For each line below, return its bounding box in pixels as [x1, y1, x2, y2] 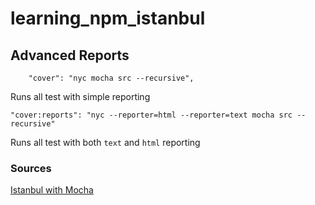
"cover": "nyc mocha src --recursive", [28, 73, 195, 83]
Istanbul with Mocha [10, 184, 94, 196]
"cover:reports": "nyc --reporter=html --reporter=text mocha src [10, 110, 293, 120]
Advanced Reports [10, 47, 130, 64]
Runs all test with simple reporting [10, 91, 151, 102]
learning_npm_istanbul [10, 7, 206, 30]
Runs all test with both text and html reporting [10, 137, 201, 148]
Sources [10, 161, 52, 175]
